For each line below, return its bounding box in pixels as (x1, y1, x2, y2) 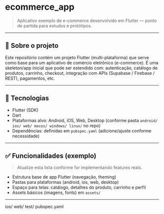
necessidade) (12, 133, 40, 139)
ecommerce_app (5, 1, 75, 13)
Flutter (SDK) (12, 107, 39, 113)
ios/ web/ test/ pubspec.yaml (5, 204, 64, 210)
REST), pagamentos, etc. (5, 75, 55, 81)
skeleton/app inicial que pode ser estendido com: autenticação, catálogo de (5, 65, 158, 71)
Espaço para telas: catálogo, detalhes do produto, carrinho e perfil (12, 185, 146, 191)
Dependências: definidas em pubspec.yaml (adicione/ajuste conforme (12, 128, 152, 133)
